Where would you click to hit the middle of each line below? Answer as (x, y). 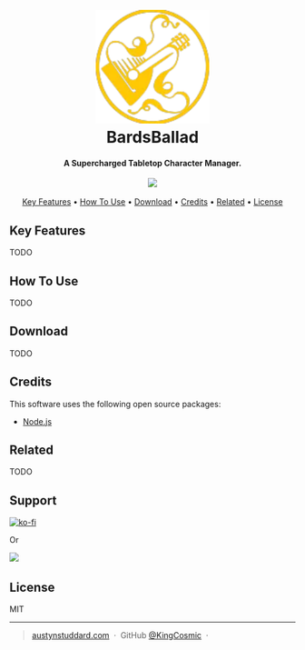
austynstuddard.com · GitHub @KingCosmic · (120, 635)
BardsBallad (152, 138)
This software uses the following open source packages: (115, 404)
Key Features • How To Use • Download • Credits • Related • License (152, 202)
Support (33, 500)
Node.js (37, 421)
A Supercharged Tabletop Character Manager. (152, 163)
